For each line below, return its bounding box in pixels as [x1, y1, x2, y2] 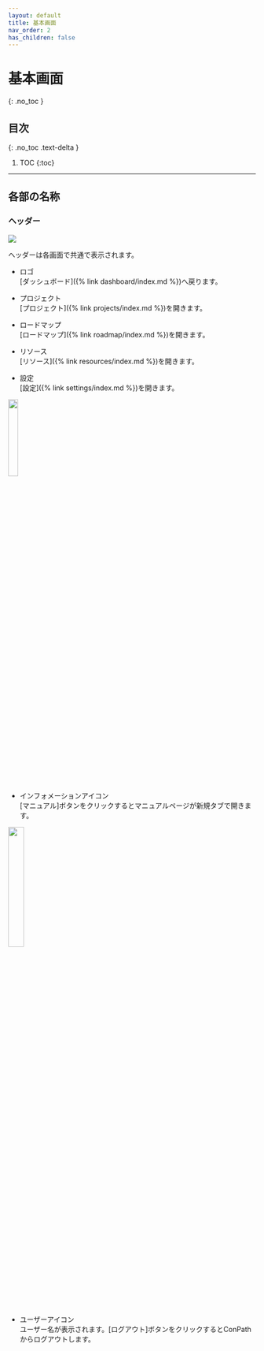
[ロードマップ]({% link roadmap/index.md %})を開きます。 [19, 329, 210, 339]
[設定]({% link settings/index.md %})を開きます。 [19, 383, 179, 393]
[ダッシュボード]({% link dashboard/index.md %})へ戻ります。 [19, 277, 222, 286]
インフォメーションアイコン [19, 791, 109, 800]
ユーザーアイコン [19, 1314, 75, 1324]
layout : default [8, 11, 61, 20]
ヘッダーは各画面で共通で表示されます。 [8, 250, 139, 259]
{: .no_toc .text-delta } [8, 143, 79, 152]
